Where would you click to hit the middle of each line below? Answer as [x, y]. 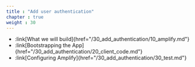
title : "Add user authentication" [50, 11]
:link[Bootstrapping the [43, 45]
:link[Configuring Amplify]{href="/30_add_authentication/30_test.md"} [101, 58]
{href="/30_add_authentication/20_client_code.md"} [78, 52]
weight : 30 [21, 22]
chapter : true [25, 17]
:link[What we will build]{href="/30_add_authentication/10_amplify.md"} [102, 39]
